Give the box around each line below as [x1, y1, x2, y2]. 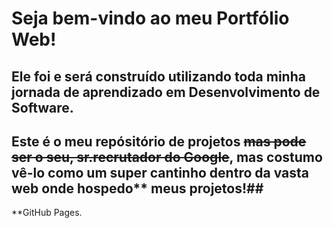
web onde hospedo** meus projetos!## [11, 180, 264, 197]
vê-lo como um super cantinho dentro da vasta [11, 164, 309, 181]
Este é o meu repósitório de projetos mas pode [11, 133, 307, 150]
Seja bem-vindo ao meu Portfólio [11, 7, 290, 30]
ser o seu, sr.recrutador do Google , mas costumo [11, 148, 323, 166]
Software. [11, 99, 74, 116]
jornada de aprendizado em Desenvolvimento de [11, 83, 321, 101]
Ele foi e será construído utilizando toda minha [11, 68, 306, 85]
